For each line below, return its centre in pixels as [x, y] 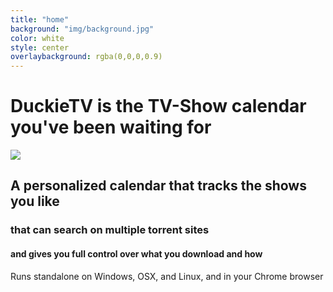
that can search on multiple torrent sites [110, 230]
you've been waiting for [111, 127]
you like [35, 201]
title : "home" [40, 19]
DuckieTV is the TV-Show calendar [158, 106]
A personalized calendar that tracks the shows [158, 186]
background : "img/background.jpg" [82, 29]
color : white [37, 38]
